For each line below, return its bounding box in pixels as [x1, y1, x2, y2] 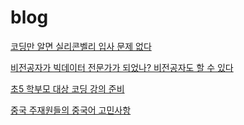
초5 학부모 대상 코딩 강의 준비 [10, 82, 125, 95]
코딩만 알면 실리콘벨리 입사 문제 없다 [10, 40, 152, 52]
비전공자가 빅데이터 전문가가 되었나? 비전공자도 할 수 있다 [10, 61, 234, 73]
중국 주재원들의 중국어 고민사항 [10, 104, 132, 116]
